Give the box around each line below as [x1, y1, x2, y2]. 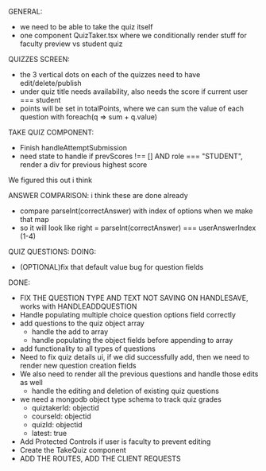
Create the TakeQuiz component [19, 446, 127, 454]
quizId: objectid [31, 420, 83, 429]
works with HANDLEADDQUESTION [19, 302, 137, 311]
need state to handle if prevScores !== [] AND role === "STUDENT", [19, 151, 244, 161]
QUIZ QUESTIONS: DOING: [8, 247, 97, 256]
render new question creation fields [19, 361, 137, 370]
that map [19, 215, 49, 224]
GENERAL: [8, 7, 43, 16]
